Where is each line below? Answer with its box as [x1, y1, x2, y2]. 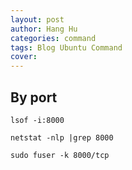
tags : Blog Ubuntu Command [10, 42, 123, 53]
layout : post [10, 14, 65, 25]
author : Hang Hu [10, 24, 78, 34]
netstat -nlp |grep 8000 [10, 132, 114, 143]
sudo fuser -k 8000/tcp [10, 150, 110, 160]
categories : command [10, 33, 97, 43]
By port [10, 89, 58, 106]
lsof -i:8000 [10, 115, 65, 125]
